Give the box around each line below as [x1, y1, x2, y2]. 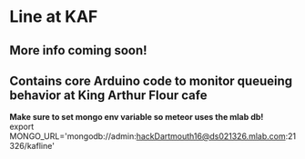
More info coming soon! [9, 43, 147, 58]
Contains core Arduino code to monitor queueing [9, 73, 293, 88]
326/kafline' [9, 141, 55, 152]
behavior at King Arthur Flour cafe [9, 87, 208, 103]
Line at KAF [9, 6, 98, 27]
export [9, 121, 35, 133]
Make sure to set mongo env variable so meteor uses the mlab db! [9, 112, 264, 123]
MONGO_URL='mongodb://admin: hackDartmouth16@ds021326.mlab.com [9, 131, 286, 142]
